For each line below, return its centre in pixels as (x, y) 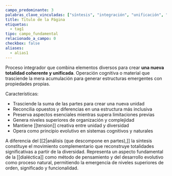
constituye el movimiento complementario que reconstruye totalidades (80, 146)
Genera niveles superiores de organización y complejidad (73, 120)
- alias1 (19, 53)
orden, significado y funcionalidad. (42, 168)
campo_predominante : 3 (29, 10)
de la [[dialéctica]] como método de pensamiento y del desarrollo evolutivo (84, 157)
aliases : (15, 48)
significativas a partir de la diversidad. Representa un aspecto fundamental (84, 151)
